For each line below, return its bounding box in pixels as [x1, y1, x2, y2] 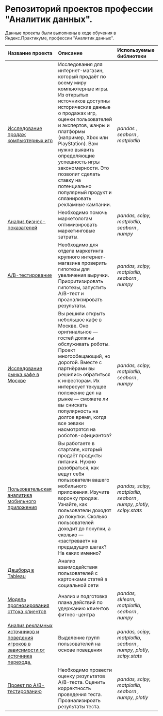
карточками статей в [58, 576, 108, 582]
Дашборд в [7, 566, 34, 573]
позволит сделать [58, 171, 100, 177]
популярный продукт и [58, 189, 112, 195]
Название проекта [7, 50, 52, 57]
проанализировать [58, 296, 103, 303]
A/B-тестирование [7, 271, 52, 278]
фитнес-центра [58, 611, 95, 618]
